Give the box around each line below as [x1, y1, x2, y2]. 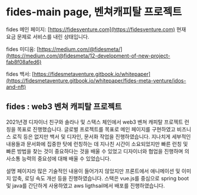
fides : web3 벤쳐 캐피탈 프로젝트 [6, 102, 122, 112]
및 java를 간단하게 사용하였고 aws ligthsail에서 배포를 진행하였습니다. [6, 182, 165, 189]
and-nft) [6, 83, 26, 90]
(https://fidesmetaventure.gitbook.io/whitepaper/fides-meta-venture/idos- [6, 77, 186, 84]
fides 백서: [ [6, 70, 34, 77]
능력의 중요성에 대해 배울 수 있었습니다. [21, 155, 112, 162]
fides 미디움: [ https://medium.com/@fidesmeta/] [6, 45, 122, 53]
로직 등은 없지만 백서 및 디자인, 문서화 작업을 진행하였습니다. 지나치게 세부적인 [12, 133, 191, 140]
